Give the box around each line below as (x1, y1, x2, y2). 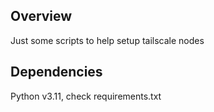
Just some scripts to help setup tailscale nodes (10, 34, 205, 46)
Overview (10, 8, 73, 25)
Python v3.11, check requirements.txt (10, 90, 162, 102)
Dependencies (10, 64, 103, 81)
